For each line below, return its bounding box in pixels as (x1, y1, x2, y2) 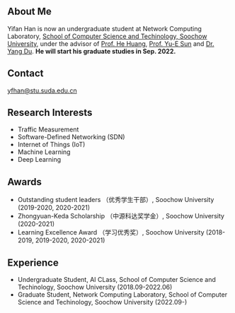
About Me (7, 6, 52, 18)
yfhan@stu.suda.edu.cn (7, 86, 77, 95)
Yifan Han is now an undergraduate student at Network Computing (7, 24, 202, 33)
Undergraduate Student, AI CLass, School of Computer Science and (17, 276, 216, 284)
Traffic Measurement (17, 125, 79, 134)
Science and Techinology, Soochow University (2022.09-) (17, 298, 188, 307)
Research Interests (7, 107, 93, 119)
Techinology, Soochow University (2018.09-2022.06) (17, 283, 173, 292)
